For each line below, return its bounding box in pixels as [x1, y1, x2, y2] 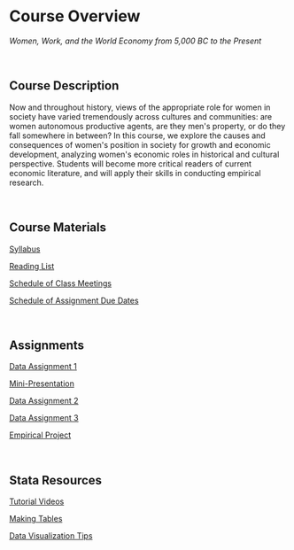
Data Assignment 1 [9, 361, 78, 372]
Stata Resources [9, 472, 103, 488]
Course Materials [9, 220, 107, 236]
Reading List [9, 260, 55, 271]
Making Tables [9, 514, 63, 524]
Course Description [9, 78, 120, 94]
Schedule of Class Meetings [9, 277, 112, 289]
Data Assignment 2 [9, 396, 79, 407]
